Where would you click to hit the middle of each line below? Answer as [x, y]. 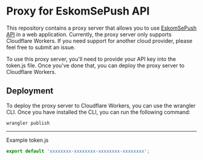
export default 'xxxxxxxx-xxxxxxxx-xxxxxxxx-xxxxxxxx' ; [78, 151]
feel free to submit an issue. [41, 47]
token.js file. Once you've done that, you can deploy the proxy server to [95, 65]
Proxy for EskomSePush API [78, 11]
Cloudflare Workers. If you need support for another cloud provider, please [99, 41]
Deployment [30, 91]
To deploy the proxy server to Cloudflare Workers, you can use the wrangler [101, 105]
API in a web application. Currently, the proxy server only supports [89, 34]
